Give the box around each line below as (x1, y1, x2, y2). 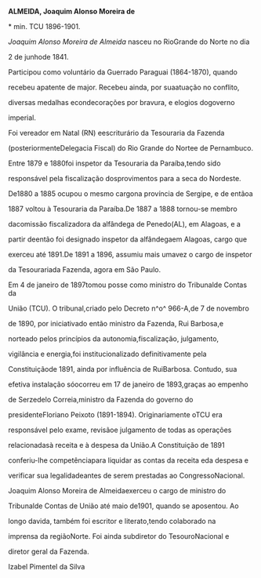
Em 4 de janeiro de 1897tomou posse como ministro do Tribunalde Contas (8, 280, 248, 289)
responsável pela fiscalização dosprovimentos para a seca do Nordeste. (8, 174, 241, 183)
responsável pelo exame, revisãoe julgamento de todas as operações (8, 425, 232, 434)
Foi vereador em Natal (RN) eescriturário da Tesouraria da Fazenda (8, 129, 225, 137)
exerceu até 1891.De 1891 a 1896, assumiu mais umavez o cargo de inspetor (8, 250, 252, 259)
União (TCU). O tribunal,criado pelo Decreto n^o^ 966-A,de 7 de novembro (8, 304, 249, 313)
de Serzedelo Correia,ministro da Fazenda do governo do (8, 395, 194, 404)
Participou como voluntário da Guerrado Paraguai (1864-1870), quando (8, 67, 237, 77)
